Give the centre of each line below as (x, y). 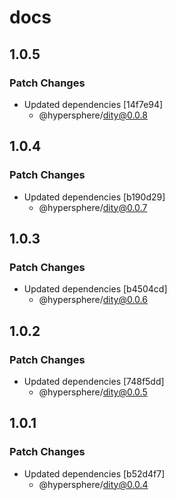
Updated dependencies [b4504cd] (95, 289)
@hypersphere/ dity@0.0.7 (93, 207)
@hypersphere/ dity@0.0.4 (93, 484)
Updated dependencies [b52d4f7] (94, 473)
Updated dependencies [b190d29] (94, 197)
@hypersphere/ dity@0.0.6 (93, 300)
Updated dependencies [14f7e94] (93, 104)
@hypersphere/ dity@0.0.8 (93, 115)
